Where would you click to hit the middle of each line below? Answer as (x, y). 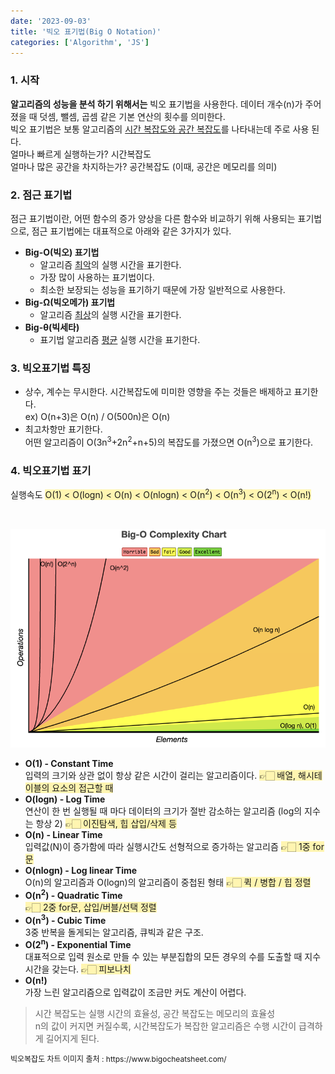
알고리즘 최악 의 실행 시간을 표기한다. (110, 264)
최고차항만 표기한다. (63, 429)
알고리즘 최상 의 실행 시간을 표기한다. (110, 314)
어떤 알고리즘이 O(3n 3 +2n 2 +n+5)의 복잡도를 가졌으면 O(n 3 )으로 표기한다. (169, 441)
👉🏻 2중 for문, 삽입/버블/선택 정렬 (90, 907)
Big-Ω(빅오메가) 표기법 (70, 302)
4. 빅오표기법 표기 (51, 470)
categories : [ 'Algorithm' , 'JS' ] (80, 42)
